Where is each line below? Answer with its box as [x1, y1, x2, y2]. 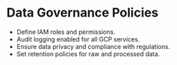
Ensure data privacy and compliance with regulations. [16, 42, 171, 50]
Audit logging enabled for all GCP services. [16, 35, 140, 43]
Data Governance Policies [6, 5, 159, 21]
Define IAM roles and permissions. [16, 28, 116, 36]
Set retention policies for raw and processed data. [16, 50, 160, 58]
